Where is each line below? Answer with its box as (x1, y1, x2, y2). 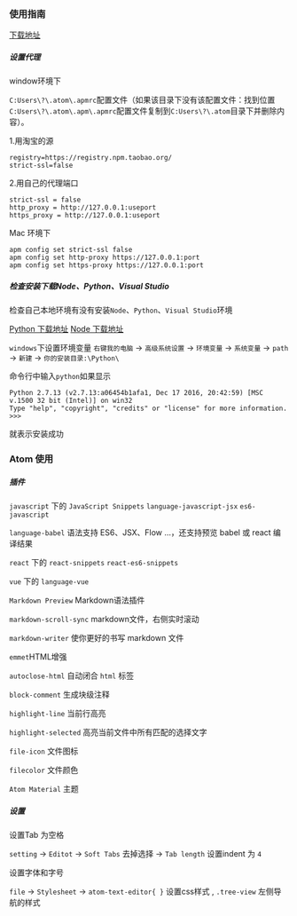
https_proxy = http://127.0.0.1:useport (9, 211, 161, 220)
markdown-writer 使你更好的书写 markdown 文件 (9, 633, 184, 644)
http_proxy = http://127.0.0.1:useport (9, 203, 157, 212)
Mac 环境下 (9, 228, 51, 239)
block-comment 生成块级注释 (9, 690, 111, 700)
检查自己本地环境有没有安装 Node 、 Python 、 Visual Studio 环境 (9, 304, 233, 316)
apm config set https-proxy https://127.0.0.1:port (9, 261, 204, 270)
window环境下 (9, 75, 62, 86)
